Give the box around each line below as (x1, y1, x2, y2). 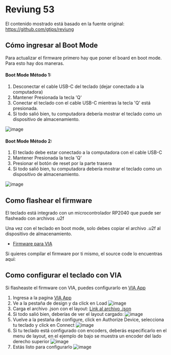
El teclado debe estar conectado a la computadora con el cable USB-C (12, 149, 162, 155)
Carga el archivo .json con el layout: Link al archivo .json (12, 305, 132, 312)
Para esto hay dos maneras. (5, 60, 65, 66)
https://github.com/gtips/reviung (5, 26, 74, 32)
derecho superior (12, 338, 50, 344)
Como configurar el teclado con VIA (5, 271, 122, 280)
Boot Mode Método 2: (5, 138, 53, 144)
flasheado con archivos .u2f (5, 215, 65, 221)
